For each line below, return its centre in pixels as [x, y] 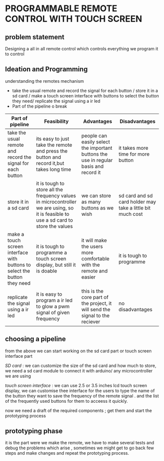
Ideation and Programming [46, 69]
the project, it [96, 303]
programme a [51, 253]
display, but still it [56, 265]
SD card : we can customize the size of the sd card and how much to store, [81, 366]
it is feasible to [53, 214]
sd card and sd [136, 195]
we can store [96, 195]
